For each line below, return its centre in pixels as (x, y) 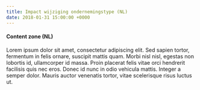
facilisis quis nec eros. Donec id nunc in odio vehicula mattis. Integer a (94, 69)
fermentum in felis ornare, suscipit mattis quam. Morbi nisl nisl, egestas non (100, 56)
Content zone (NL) (30, 37)
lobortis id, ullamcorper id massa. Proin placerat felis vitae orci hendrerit (96, 62)
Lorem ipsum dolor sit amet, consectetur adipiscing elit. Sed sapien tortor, (98, 50)
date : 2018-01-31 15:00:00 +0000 (48, 17)
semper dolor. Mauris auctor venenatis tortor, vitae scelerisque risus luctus (99, 75)
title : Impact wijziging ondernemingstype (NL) (67, 12)
